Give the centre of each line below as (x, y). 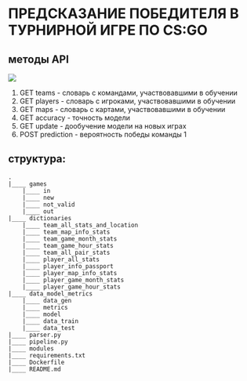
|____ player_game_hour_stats (72, 287)
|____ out (38, 211)
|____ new (38, 198)
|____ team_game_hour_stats (68, 245)
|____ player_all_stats (61, 259)
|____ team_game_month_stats (70, 239)
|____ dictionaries (40, 218)
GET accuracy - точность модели (75, 118)
